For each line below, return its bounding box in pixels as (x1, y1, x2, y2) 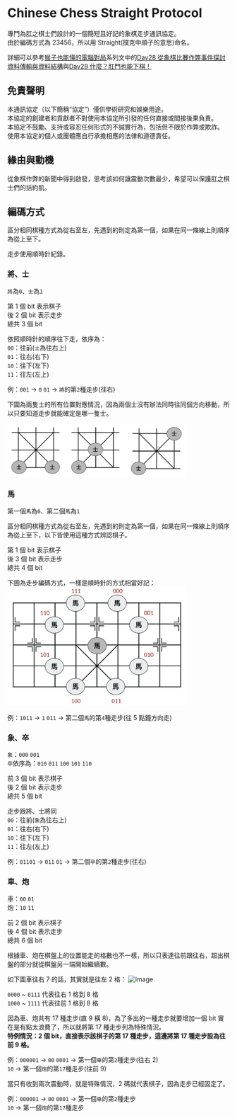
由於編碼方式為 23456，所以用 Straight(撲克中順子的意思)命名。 (7, 38, 193, 47)
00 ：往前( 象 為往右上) (7, 816, 67, 824)
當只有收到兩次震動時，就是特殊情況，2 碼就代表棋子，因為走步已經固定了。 (7, 1079, 229, 1088)
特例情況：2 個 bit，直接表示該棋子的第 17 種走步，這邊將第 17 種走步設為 (7, 1032, 220, 1040)
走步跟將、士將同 (7, 807, 57, 816)
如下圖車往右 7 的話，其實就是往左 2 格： (7, 975, 127, 983)
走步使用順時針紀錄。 (7, 250, 69, 258)
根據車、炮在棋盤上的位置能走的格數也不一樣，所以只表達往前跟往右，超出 (7, 951, 224, 959)
